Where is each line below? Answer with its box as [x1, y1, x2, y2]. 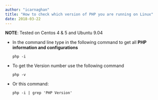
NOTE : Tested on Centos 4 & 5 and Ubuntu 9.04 [5, 30, 103, 36]
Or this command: [12, 81, 49, 87]
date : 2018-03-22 [5, 16, 41, 21]
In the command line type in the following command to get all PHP [12, 39, 147, 45]
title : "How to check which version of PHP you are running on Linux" [5, 12, 154, 17]
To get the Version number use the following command [12, 63, 124, 69]
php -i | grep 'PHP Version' [12, 91, 73, 96]
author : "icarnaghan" [5, 7, 50, 12]
